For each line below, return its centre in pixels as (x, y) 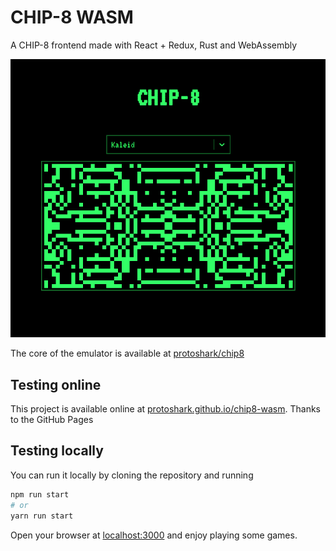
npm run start (40, 494)
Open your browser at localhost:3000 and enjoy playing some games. (154, 535)
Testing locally (57, 451)
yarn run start (42, 516)
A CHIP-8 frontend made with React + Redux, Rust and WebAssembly (154, 45)
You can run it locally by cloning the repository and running (132, 475)
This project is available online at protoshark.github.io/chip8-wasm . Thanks (165, 409)
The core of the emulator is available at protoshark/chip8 (127, 353)
